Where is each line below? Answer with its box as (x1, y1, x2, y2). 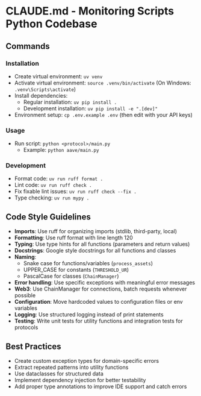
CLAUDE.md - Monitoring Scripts (5, 4, 175, 18)
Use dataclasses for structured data (14, 370, 104, 377)
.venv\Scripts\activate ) (14, 86, 76, 93)
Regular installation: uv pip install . (23, 98, 117, 105)
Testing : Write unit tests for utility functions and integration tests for (14, 318, 183, 325)
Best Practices (5, 341, 61, 351)
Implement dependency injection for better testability (14, 377, 146, 384)
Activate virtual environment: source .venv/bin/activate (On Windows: (14, 79, 191, 86)
